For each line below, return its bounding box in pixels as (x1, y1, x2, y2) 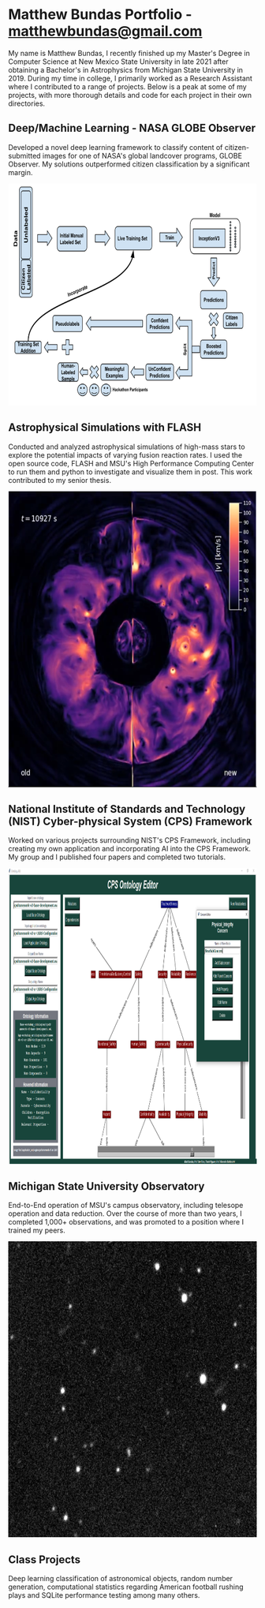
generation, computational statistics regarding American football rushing (8, 1582, 244, 1591)
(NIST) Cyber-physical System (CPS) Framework (8, 814, 252, 828)
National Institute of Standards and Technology (8, 802, 246, 816)
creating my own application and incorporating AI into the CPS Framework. (8, 844, 251, 854)
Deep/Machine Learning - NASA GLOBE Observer (8, 122, 256, 135)
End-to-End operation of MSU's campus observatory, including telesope (8, 1201, 244, 1210)
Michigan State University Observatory (8, 1180, 205, 1193)
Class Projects (8, 1553, 81, 1566)
